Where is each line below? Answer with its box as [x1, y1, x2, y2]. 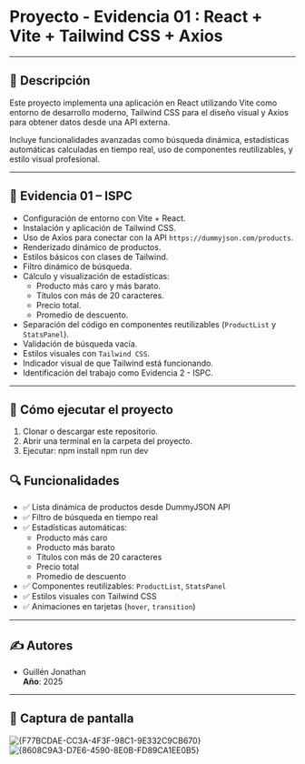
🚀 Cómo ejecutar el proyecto [9, 402, 174, 417]
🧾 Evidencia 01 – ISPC [9, 188, 133, 204]
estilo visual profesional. [9, 153, 101, 165]
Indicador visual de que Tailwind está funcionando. [22, 357, 213, 368]
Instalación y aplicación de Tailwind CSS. [22, 222, 177, 233]
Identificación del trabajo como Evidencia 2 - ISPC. [22, 367, 213, 378]
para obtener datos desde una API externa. [9, 116, 171, 127]
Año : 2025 [22, 676, 64, 687]
